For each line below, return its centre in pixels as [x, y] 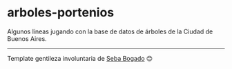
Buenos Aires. [27, 38]
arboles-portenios [61, 13]
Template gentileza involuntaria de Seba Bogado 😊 [80, 58]
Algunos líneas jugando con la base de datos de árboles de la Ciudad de [110, 31]
